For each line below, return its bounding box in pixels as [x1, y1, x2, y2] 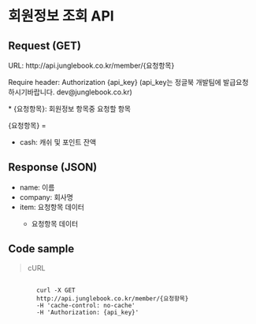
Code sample [8, 242, 75, 256]
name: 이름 [19, 182, 55, 192]
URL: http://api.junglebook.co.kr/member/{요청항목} [8, 61, 175, 70]
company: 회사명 [19, 192, 73, 201]
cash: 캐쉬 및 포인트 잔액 [19, 138, 97, 146]
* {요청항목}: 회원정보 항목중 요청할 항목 [8, 104, 132, 113]
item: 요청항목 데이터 [19, 202, 85, 212]
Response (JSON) [8, 160, 98, 174]
